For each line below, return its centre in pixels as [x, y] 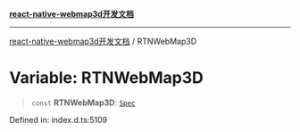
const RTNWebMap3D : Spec [83, 103]
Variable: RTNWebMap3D [106, 78]
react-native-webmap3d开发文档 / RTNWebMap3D [103, 41]
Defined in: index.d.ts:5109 [58, 120]
